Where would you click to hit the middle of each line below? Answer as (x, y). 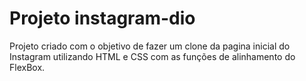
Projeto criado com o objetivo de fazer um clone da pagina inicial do (150, 46)
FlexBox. (27, 67)
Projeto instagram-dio (102, 18)
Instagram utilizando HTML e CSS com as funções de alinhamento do (152, 56)
